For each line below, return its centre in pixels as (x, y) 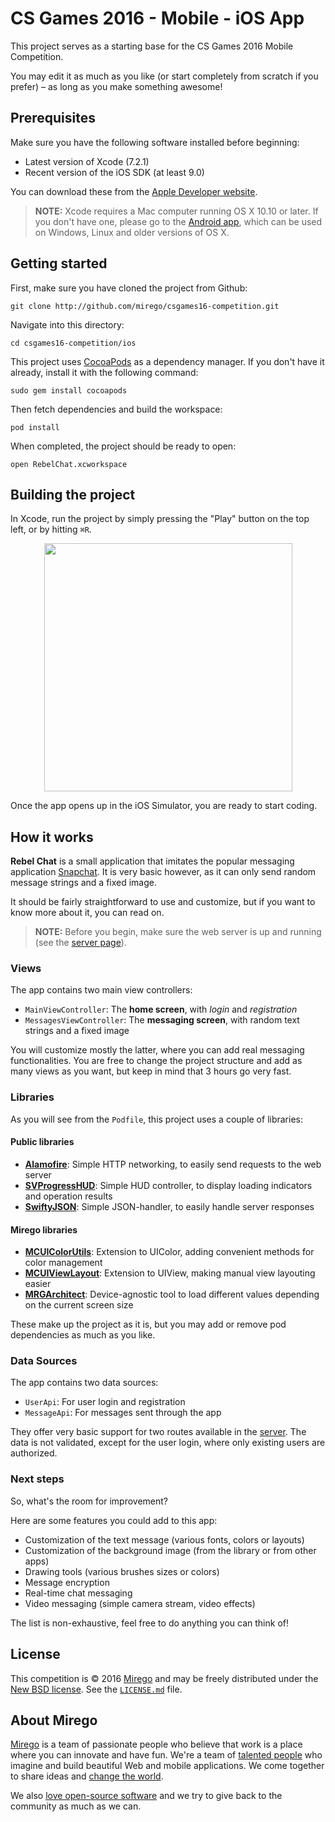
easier (38, 1284)
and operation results (68, 1196)
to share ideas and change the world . (87, 1776)
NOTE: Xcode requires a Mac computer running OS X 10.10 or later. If (176, 211)
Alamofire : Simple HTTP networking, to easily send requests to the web (173, 1164)
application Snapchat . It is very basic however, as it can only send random (163, 872)
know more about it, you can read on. (87, 913)
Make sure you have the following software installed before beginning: (155, 142)
